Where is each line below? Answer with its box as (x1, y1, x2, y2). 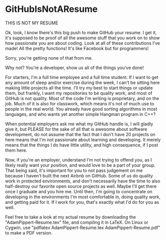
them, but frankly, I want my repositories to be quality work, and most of (5, 90, 153, 96)
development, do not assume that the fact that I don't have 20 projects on (5, 131, 156, 137)
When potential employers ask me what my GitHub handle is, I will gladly (5, 121, 154, 127)
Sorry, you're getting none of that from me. (5, 55, 93, 61)
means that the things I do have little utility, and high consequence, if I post (5, 142, 159, 148)
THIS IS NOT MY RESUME (5, 20, 58, 26)
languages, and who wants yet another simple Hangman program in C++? (5, 111, 156, 117)
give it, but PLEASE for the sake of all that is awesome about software (5, 126, 148, 132)
